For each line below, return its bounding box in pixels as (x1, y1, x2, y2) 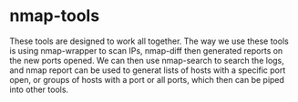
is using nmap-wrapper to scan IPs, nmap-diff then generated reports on (9, 45, 283, 56)
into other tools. (9, 84, 69, 95)
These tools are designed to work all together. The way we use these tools (9, 36, 289, 46)
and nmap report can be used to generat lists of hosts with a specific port (9, 65, 286, 76)
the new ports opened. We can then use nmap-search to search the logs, (9, 55, 284, 66)
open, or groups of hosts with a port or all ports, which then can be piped (9, 74, 285, 85)
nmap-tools (9, 5, 100, 26)
